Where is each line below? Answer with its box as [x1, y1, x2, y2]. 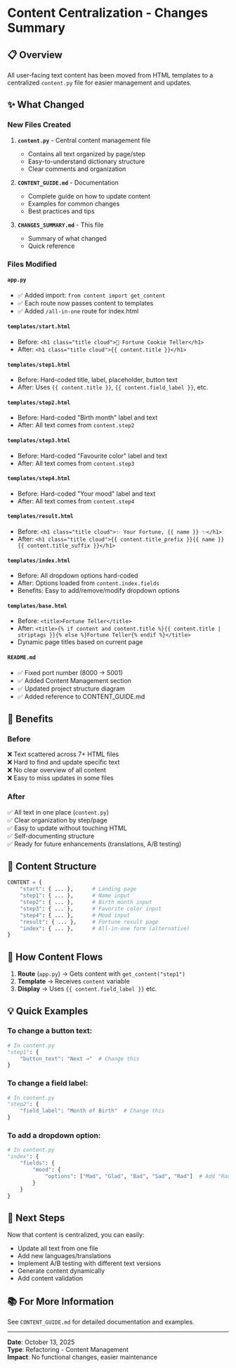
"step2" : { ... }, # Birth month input [20, 899, 152, 906]
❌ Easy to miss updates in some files [7, 774, 114, 782]
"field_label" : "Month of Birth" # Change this [20, 1107, 165, 1115]
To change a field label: [7, 1079, 88, 1088]
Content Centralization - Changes [7, 5, 209, 21]
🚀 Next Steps [7, 1212, 65, 1224]
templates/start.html [7, 323, 71, 330]
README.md [7, 654, 37, 661]
